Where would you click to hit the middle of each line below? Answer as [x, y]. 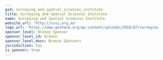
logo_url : [15, 28]
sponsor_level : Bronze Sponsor [37, 32]
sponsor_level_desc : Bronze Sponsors [43, 41]
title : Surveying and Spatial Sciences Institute [56, 14]
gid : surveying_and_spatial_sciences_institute [54, 9]
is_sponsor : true [23, 50]
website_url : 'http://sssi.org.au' [41, 23]
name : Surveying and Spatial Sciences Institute [55, 18]
